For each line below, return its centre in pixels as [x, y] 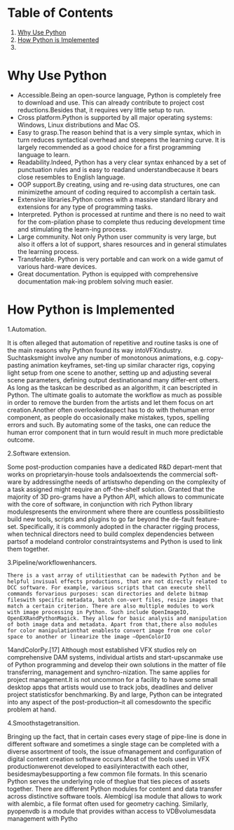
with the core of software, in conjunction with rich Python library [100, 504]
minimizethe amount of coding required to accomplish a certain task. [117, 192]
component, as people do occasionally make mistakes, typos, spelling [108, 417]
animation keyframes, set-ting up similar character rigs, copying [123, 365]
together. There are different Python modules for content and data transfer [115, 789]
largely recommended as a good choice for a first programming [109, 147]
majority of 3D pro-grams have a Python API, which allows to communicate [116, 497]
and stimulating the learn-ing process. [73, 229]
